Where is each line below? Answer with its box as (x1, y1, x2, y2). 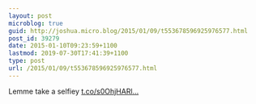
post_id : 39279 (8, 34, 60, 43)
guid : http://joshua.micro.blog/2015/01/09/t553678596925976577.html (8, 27, 249, 35)
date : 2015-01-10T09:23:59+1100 (8, 42, 117, 50)
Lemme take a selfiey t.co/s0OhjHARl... (8, 86, 139, 96)
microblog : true (8, 19, 63, 27)
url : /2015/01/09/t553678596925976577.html (8, 64, 158, 73)
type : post (8, 57, 45, 65)
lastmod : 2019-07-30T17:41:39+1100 (8, 49, 129, 57)
